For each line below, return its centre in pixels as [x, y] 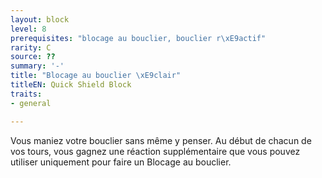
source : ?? [33, 57]
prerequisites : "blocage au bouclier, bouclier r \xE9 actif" [138, 38]
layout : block [40, 19]
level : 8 [28, 29]
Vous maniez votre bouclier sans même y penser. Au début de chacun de [161, 140]
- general [31, 103]
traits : [26, 94]
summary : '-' [37, 66]
